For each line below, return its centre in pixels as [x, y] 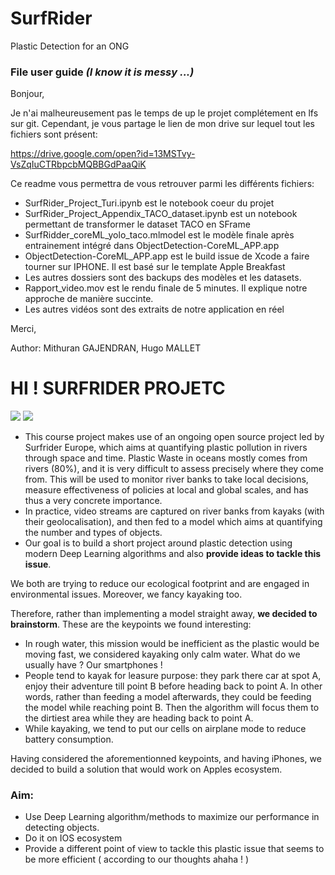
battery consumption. [69, 739]
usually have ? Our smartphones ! [93, 665]
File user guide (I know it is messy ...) [102, 72]
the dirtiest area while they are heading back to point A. [139, 718]
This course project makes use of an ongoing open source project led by [174, 437]
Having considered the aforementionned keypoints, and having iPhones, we [166, 759]
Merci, [23, 329]
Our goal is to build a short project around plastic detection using [158, 543]
